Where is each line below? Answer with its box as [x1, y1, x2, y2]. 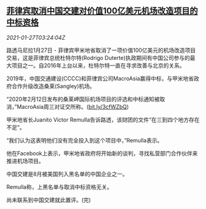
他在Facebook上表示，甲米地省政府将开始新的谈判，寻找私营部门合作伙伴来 [6, 149, 198, 157]
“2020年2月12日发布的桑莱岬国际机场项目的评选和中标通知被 [6, 95, 160, 103]
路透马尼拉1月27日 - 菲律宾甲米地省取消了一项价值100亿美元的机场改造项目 [6, 46, 196, 54]
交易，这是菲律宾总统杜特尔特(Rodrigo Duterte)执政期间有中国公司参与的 [6, 54, 190, 61]
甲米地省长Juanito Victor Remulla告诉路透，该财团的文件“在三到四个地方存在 [6, 116, 200, 123]
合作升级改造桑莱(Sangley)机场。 [11, 82, 96, 90]
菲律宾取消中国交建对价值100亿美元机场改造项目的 [6, 5, 198, 16]
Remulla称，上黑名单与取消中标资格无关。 [6, 183, 113, 191]
